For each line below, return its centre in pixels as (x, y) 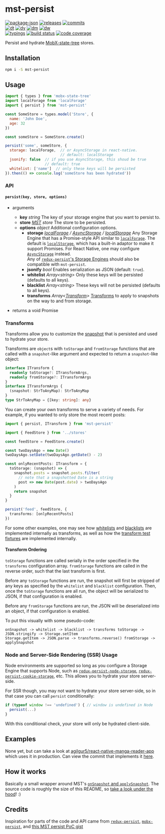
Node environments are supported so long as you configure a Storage (76, 666)
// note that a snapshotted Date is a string (66, 478)
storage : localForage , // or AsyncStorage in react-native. (74, 150)
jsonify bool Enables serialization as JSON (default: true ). (86, 269)
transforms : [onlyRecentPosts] (42, 514)
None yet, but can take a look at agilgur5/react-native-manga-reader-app (80, 751)
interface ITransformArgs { (34, 386)
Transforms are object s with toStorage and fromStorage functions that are (80, 349)
